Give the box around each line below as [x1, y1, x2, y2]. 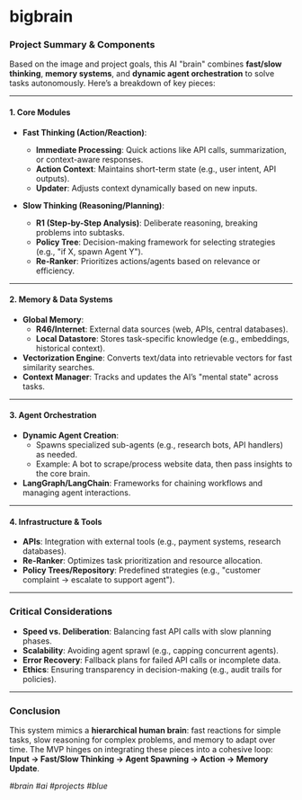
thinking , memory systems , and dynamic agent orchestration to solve [9, 68, 275, 79]
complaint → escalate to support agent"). [22, 574, 175, 585]
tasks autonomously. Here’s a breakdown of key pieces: [9, 78, 216, 89]
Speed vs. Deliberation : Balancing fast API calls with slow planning [22, 626, 271, 636]
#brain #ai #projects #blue [9, 780, 108, 791]
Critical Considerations [9, 605, 112, 618]
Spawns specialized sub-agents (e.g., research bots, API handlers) [35, 440, 283, 450]
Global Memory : [22, 314, 84, 324]
